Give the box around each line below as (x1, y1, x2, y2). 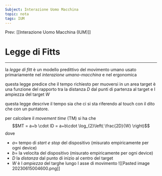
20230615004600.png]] (12, 165, 60, 172)
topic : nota (5, 12, 29, 16)
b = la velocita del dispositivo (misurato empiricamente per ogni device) (12, 150, 153, 156)
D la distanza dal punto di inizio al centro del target (12, 155, 113, 161)
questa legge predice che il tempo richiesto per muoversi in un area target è (5, 81, 156, 87)
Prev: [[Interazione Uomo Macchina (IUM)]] (5, 29, 91, 35)
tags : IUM (5, 16, 25, 21)
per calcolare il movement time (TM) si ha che (5, 116, 96, 121)
